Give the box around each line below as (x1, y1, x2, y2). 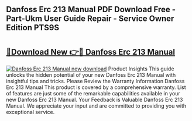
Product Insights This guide (108, 65, 174, 72)
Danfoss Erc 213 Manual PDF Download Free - (6, 5, 176, 15)
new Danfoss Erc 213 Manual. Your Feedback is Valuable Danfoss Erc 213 (6, 96, 183, 103)
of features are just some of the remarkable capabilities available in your (6, 90, 180, 97)
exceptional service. (6, 109, 55, 115)
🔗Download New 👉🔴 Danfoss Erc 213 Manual (6, 47, 176, 57)
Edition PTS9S (6, 23, 60, 33)
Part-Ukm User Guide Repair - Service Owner (6, 14, 174, 24)
